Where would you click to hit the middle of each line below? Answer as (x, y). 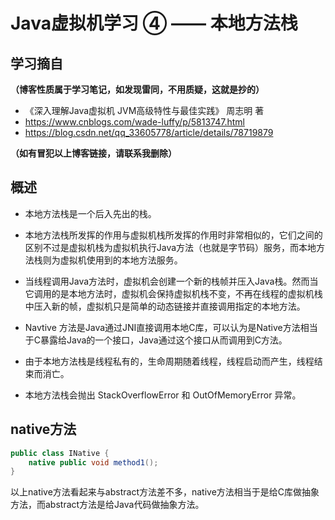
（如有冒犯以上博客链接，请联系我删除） (93, 153)
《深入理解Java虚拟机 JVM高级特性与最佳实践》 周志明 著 (144, 110)
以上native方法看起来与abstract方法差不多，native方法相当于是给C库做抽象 (165, 492)
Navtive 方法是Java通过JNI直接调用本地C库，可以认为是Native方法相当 (171, 327)
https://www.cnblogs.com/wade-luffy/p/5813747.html (134, 122)
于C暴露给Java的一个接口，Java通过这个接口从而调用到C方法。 (156, 340)
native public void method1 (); (93, 462)
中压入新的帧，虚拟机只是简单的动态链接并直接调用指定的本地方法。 (165, 306)
